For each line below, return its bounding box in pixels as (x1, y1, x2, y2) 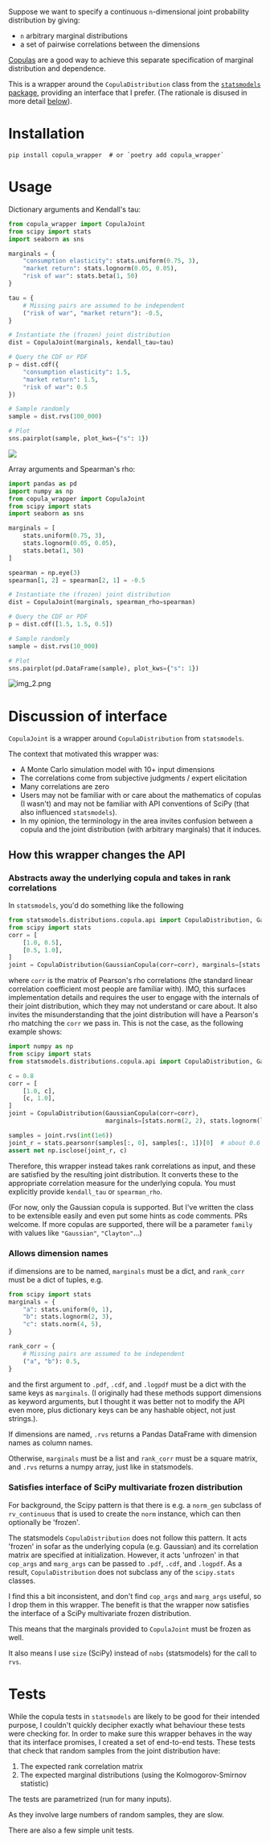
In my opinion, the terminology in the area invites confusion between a (19, 816, 253, 826)
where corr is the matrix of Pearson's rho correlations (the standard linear (8, 976, 253, 986)
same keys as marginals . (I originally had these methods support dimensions (8, 1388, 262, 1398)
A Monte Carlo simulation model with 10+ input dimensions (19, 765, 215, 775)
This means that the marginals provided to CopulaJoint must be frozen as (8, 1624, 252, 1634)
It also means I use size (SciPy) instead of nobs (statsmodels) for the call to (8, 1648, 257, 1658)
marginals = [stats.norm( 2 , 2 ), (105, 1117, 207, 1125)
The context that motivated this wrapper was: (8, 749, 159, 759)
